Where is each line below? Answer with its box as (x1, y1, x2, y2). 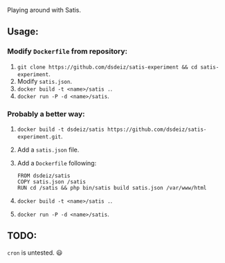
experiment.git (17, 133, 62, 140)
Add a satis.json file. (17, 145, 80, 154)
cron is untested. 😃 (7, 248, 63, 257)
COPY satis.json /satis (17, 178, 87, 185)
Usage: (7, 26, 39, 37)
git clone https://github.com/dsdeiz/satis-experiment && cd (17, 64, 198, 71)
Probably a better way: (7, 109, 85, 118)
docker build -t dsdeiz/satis (17, 126, 105, 133)
